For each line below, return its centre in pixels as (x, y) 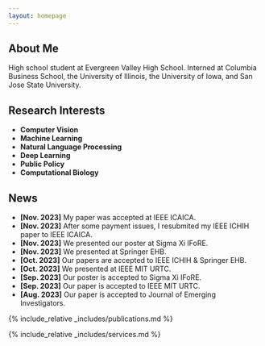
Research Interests (57, 110)
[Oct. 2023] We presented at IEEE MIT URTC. (95, 269)
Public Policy (42, 164)
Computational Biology (59, 173)
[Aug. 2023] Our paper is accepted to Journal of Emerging (118, 294)
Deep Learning (45, 156)
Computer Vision (49, 130)
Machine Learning (51, 139)
